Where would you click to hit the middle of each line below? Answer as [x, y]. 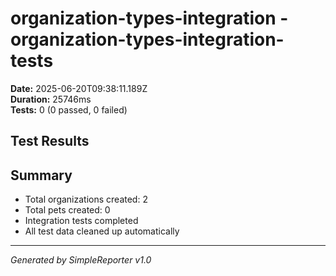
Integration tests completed [81, 221]
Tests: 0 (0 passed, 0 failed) [69, 109]
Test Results [50, 141]
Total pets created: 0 [67, 210]
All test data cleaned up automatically [102, 231]
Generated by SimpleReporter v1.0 [81, 260]
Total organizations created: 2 [86, 199]
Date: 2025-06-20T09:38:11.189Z [79, 88]
